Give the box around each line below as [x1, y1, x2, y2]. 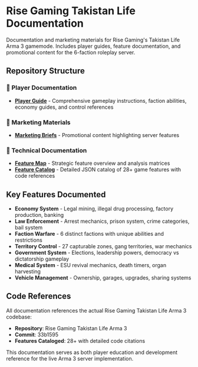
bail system [14, 224, 43, 231]
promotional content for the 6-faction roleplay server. [6, 48, 136, 56]
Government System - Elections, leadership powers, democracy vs [14, 249, 179, 256]
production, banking [14, 212, 64, 219]
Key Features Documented [6, 189, 106, 199]
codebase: [6, 313, 32, 320]
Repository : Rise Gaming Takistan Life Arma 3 [14, 324, 127, 332]
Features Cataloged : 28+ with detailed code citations [14, 337, 146, 344]
